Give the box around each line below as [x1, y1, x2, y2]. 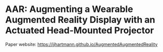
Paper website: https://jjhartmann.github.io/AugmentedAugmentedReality [5, 41, 158, 47]
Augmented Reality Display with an [5, 14, 155, 25]
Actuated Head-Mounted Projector [5, 25, 154, 36]
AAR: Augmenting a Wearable [5, 3, 133, 15]
